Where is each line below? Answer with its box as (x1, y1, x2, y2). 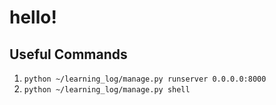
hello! (9, 6, 57, 29)
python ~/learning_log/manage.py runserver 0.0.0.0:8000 (23, 74, 267, 84)
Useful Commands (9, 46, 128, 63)
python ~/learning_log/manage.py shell (23, 85, 191, 95)
